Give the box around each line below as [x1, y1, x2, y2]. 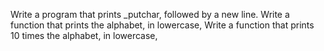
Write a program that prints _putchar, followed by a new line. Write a [10, 9, 290, 20]
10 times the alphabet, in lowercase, [10, 30, 158, 41]
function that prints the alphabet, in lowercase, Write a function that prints [10, 19, 315, 31]
